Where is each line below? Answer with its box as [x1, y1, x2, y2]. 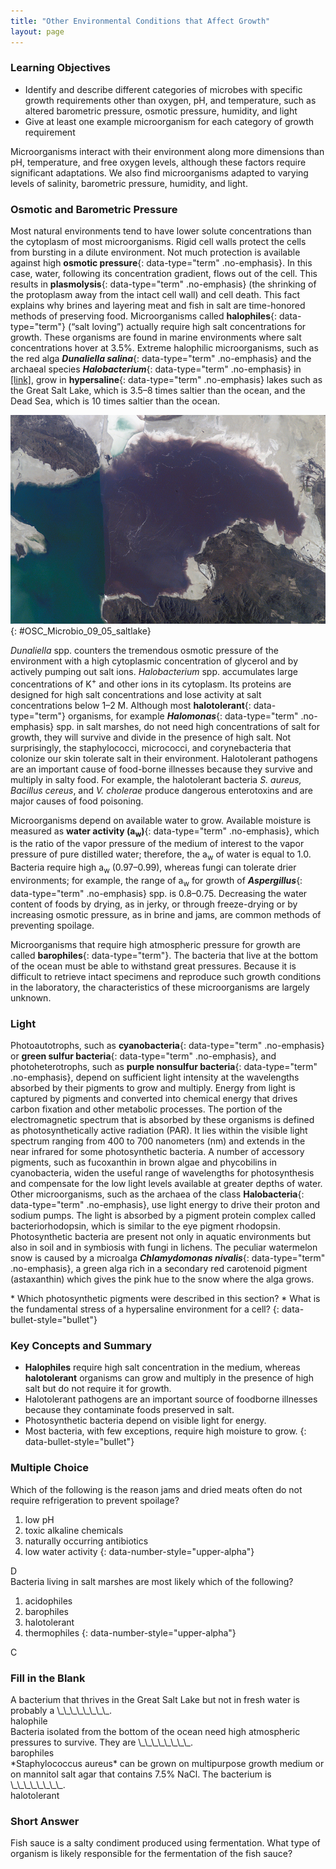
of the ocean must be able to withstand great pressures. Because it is [10, 960, 297, 972]
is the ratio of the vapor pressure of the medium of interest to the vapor [10, 838, 305, 850]
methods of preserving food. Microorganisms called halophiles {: [10, 310, 278, 322]
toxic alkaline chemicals [24, 1524, 124, 1536]
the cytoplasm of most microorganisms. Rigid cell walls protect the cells [10, 236, 307, 248]
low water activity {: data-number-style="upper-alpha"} [24, 1545, 255, 1557]
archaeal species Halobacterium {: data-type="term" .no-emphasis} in [10, 363, 302, 375]
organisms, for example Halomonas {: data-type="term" [68, 710, 299, 722]
